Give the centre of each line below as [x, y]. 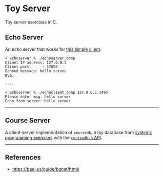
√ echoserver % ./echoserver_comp [40, 58]
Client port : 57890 [31, 66]
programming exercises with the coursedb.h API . [54, 137]
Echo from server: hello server [38, 101]
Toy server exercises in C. [31, 22]
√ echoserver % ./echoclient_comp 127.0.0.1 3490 [57, 92]
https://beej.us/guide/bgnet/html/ [46, 169]
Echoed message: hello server [36, 71]
